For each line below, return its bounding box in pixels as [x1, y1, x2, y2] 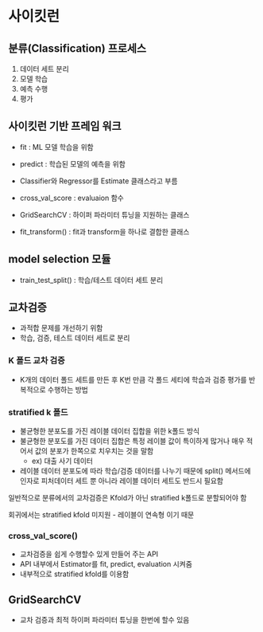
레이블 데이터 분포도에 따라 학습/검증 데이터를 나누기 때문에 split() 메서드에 [19, 466, 252, 476]
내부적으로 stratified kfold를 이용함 [19, 569, 130, 579]
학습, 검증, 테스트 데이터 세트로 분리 [19, 333, 130, 343]
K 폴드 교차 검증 [8, 355, 65, 367]
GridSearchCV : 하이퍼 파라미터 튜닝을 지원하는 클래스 [19, 210, 190, 219]
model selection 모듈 [8, 253, 111, 266]
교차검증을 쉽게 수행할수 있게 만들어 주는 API [19, 549, 159, 559]
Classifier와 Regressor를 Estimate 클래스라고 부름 [19, 176, 178, 186]
